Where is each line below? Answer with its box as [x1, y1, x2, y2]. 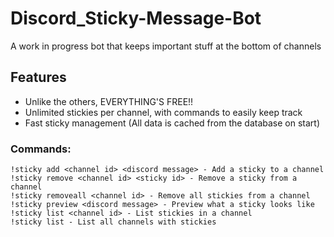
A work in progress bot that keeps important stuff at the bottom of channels [10, 40, 322, 52]
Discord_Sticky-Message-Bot [10, 7, 262, 30]
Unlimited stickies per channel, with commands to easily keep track [24, 106, 303, 118]
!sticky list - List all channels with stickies [10, 217, 217, 227]
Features [10, 69, 67, 86]
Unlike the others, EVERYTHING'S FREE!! [24, 95, 194, 107]
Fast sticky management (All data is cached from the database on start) [24, 117, 321, 129]
